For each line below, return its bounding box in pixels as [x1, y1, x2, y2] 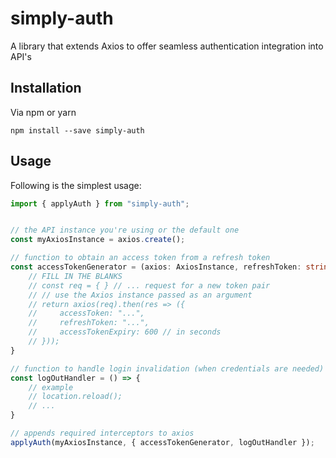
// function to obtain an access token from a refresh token [10, 253, 271, 263]
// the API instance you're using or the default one [10, 225, 240, 236]
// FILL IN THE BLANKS [28, 271, 123, 281]
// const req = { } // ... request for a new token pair [28, 280, 271, 291]
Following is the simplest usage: [10, 179, 142, 191]
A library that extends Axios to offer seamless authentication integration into [10, 40, 324, 52]
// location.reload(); [28, 392, 123, 402]
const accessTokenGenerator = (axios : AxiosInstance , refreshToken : [10, 262, 302, 272]
